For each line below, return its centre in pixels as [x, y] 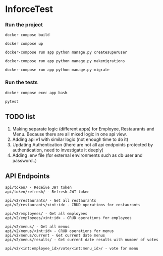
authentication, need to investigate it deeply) [58, 150]
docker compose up [24, 44]
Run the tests [22, 82]
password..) [25, 160]
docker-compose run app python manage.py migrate [57, 70]
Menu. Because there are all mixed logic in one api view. [70, 134]
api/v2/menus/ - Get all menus [37, 227]
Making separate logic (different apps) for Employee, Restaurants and [83, 128]
